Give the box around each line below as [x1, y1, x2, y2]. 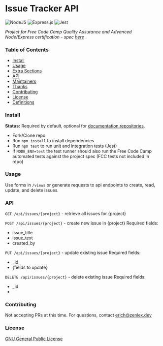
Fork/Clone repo [12, 132, 46, 138]
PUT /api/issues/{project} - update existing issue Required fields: [5, 250, 141, 256]
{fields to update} [12, 264, 48, 271]
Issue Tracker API [5, 3, 79, 14]
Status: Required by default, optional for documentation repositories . [5, 123, 145, 128]
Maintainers [12, 78, 36, 84]
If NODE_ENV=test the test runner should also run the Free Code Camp [12, 148, 152, 154]
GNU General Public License [5, 336, 63, 342]
